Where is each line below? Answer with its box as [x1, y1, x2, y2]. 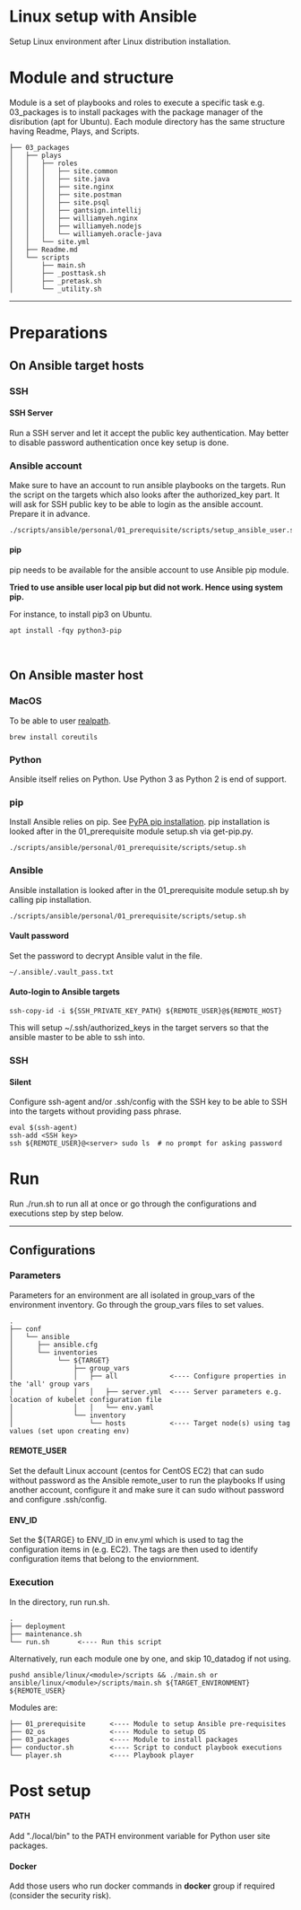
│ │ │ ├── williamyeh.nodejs [9, 222, 142, 231]
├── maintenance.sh [9, 1629, 82, 1639]
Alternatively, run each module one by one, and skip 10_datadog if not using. [9, 1653, 291, 1664]
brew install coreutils [9, 732, 99, 741]
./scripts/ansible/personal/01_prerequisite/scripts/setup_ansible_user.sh [9, 525, 298, 535]
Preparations [9, 323, 108, 343]
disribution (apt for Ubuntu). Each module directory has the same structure [9, 116, 285, 127]
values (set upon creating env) [9, 1426, 130, 1435]
